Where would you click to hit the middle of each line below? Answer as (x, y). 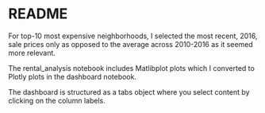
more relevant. (32, 53)
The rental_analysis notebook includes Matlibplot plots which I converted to (132, 68)
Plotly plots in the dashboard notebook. (73, 76)
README (38, 14)
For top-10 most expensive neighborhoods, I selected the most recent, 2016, (133, 36)
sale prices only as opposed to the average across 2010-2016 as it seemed (131, 44)
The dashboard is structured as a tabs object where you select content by (129, 92)
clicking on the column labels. (57, 100)
